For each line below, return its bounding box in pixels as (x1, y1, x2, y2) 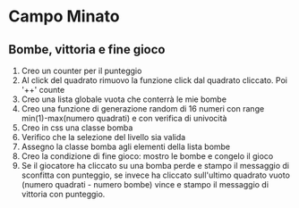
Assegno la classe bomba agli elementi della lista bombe (21, 141, 231, 152)
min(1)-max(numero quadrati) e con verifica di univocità (21, 113, 227, 123)
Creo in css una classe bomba (21, 122, 133, 133)
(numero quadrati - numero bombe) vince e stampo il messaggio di (21, 179, 269, 189)
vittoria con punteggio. (21, 189, 106, 199)
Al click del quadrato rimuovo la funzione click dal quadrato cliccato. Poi (21, 75, 288, 86)
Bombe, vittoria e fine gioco (8, 42, 166, 57)
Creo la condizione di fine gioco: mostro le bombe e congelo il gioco (21, 151, 274, 162)
